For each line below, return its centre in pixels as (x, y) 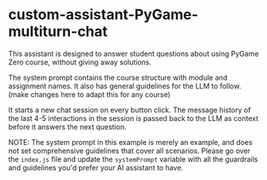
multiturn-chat (58, 31)
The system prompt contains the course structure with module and (118, 77)
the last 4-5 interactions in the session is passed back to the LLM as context (133, 118)
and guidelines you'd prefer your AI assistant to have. (96, 167)
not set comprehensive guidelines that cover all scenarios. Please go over (130, 151)
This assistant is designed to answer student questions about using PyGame (133, 53)
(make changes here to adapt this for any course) (90, 94)
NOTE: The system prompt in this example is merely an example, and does (130, 142)
